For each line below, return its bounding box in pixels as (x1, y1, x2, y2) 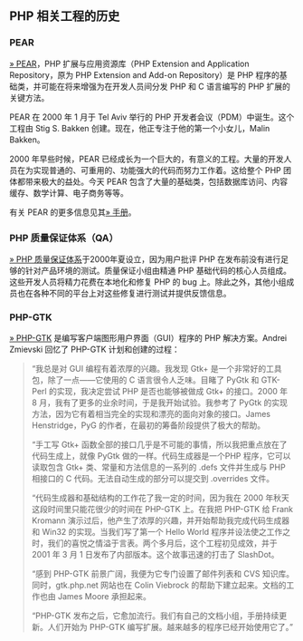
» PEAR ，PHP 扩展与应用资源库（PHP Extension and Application (9, 58, 251, 69)
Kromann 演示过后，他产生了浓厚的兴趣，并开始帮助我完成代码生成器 (31, 515, 290, 526)
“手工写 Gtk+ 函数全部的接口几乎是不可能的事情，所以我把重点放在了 (31, 439, 288, 451)
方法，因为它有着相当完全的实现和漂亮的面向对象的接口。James (31, 409, 271, 420)
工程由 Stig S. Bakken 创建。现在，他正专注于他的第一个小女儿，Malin (9, 122, 270, 133)
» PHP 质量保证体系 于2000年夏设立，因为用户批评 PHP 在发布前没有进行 (9, 253, 281, 265)
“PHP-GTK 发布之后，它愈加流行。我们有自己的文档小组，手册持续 (31, 610, 279, 621)
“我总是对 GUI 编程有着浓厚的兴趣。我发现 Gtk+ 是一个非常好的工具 (31, 364, 282, 374)
